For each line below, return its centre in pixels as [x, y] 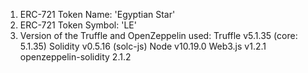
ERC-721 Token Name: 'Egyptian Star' [97, 14]
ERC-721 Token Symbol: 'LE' [78, 25]
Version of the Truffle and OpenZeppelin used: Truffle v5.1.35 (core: [158, 35]
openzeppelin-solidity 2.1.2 [75, 57]
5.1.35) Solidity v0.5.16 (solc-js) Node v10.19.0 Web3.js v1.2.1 [143, 46]
